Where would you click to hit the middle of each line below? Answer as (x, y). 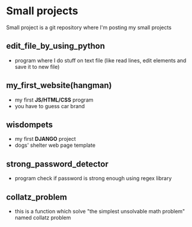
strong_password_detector (57, 164)
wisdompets (30, 124)
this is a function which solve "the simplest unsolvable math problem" (100, 211)
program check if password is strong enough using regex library (93, 178)
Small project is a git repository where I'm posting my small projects (89, 27)
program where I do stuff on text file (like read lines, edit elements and (100, 60)
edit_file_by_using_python (56, 46)
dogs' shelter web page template (55, 145)
